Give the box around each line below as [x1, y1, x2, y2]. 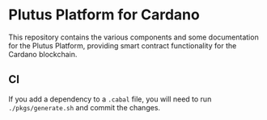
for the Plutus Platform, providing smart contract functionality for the [8, 40, 237, 50]
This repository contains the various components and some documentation [8, 32, 259, 42]
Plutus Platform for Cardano [8, 6, 200, 24]
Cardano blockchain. [8, 49, 78, 59]
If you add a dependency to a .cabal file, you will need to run [8, 94, 212, 104]
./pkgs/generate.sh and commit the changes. [8, 102, 160, 112]
